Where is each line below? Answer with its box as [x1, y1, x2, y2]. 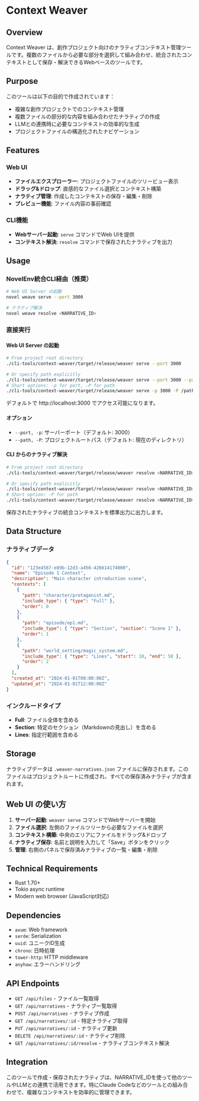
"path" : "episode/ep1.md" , [21, 620, 89, 626]
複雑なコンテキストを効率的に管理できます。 [26, 1089, 135, 1096]
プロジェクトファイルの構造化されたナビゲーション [14, 127, 140, 135]
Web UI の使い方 [6, 799, 66, 809]
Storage [6, 749, 37, 759]
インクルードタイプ [6, 702, 61, 710]
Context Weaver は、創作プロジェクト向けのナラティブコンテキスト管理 [6, 44, 182, 51]
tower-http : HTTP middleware [14, 953, 89, 961]
